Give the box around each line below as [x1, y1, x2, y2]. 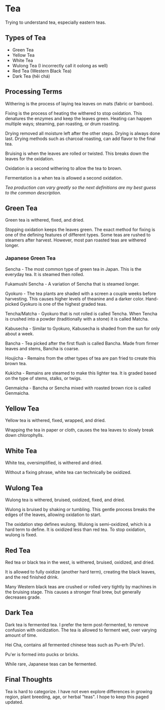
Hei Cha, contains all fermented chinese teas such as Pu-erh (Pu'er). [5, 642, 145, 648]
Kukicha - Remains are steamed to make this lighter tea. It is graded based [5, 370, 157, 376]
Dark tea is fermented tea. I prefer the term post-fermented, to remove [5, 621, 149, 627]
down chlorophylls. [5, 432, 44, 438]
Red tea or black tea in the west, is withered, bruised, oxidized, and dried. [5, 559, 155, 565]
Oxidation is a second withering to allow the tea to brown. [5, 165, 123, 171]
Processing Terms [5, 88, 63, 96]
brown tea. [5, 360, 27, 366]
